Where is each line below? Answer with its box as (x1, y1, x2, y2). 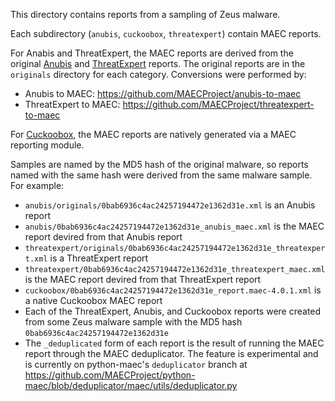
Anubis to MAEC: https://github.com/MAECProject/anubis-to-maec (24, 88, 302, 99)
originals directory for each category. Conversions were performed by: (10, 69, 307, 80)
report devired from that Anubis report (24, 231, 183, 243)
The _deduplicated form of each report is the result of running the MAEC (24, 337, 325, 349)
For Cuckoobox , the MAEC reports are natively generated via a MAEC (10, 129, 297, 140)
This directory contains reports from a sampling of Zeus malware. (10, 9, 281, 20)
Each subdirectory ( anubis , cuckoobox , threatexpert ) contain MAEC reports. (10, 28, 322, 39)
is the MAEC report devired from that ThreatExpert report (24, 274, 262, 285)
